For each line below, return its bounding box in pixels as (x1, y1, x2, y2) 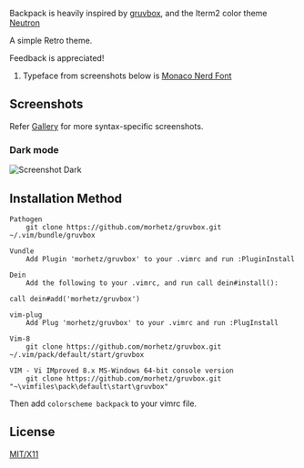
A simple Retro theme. (9, 36, 93, 46)
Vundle (9, 246, 35, 256)
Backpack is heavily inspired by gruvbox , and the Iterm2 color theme (9, 8, 268, 18)
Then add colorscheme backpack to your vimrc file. (9, 398, 198, 409)
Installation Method (9, 190, 123, 206)
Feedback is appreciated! (9, 53, 105, 63)
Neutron (9, 17, 41, 28)
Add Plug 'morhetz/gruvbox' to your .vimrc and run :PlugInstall (25, 318, 279, 327)
